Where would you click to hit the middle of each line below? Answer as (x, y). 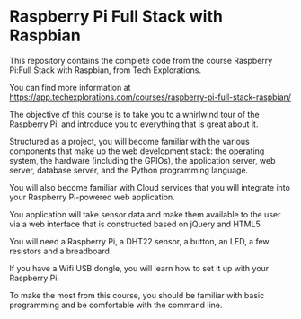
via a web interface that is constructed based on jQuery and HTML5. (136, 224)
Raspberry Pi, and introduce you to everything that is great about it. (134, 124)
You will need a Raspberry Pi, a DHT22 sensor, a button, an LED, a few (139, 241)
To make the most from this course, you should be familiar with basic (137, 295)
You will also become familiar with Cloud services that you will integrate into (150, 187)
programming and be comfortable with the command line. (116, 305)
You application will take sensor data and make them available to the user (145, 214)
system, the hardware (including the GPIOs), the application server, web (142, 160)
